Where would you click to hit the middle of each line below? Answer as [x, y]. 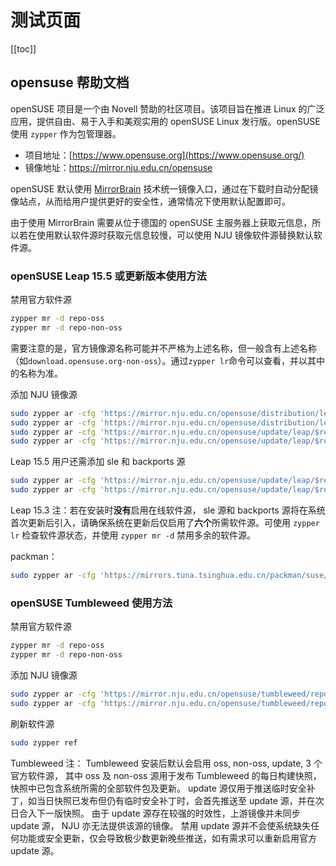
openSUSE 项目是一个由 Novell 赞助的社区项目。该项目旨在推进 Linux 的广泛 [167, 108]
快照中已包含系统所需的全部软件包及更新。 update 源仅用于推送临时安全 [158, 788]
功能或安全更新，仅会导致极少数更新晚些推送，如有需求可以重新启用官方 [167, 838]
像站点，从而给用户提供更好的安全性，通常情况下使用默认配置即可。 [150, 201]
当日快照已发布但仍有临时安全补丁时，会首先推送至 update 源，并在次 [180, 800]
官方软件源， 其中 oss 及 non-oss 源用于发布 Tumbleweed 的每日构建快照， [166, 775]
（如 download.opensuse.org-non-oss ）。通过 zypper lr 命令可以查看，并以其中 [168, 360]
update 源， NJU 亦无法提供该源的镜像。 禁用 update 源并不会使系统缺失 [161, 825]
